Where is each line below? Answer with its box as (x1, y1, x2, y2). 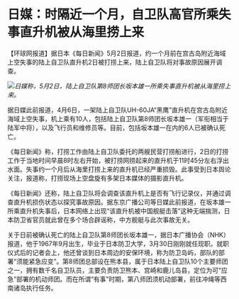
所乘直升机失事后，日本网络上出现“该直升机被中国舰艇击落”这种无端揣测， (7, 206, 225, 215)
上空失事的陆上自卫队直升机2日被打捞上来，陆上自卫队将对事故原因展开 (7, 57, 216, 66)
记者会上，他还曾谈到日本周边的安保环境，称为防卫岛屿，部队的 (31, 248, 218, 256)
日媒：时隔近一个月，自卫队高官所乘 (7, 6, 219, 23)
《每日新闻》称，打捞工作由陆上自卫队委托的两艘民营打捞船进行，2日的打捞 (7, 147, 229, 156)
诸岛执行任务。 (13, 283, 57, 292)
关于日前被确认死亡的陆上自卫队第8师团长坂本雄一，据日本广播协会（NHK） (7, 230, 230, 239)
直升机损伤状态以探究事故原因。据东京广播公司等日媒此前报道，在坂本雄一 (13, 198, 231, 206)
